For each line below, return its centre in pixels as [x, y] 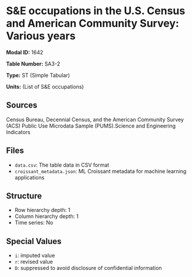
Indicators [18, 132]
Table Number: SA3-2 [33, 64]
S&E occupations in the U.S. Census [96, 11]
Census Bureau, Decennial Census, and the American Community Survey [95, 119]
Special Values [34, 241]
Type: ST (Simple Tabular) [38, 75]
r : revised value [34, 262]
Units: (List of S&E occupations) [45, 86]
